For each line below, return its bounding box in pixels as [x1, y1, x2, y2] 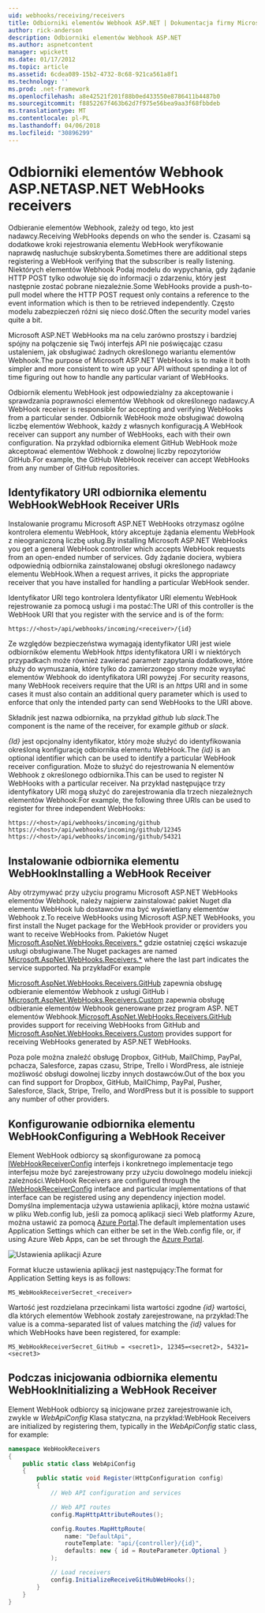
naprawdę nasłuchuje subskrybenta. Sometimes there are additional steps [8, 248, 248, 257]
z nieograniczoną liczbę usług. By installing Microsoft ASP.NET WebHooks [8, 536, 248, 546]
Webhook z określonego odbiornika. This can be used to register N [8, 771, 224, 780]
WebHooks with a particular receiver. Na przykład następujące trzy [8, 778, 226, 788]
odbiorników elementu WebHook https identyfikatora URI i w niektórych [8, 647, 241, 657]
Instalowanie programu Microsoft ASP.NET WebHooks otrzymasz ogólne [8, 519, 244, 529]
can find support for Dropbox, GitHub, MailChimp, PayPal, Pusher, [8, 1078, 222, 1087]
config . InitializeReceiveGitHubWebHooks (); [50, 1576, 196, 1584]
